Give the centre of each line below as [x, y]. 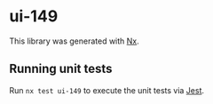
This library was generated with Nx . [74, 41]
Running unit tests [61, 69]
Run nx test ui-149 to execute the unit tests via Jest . [107, 90]
